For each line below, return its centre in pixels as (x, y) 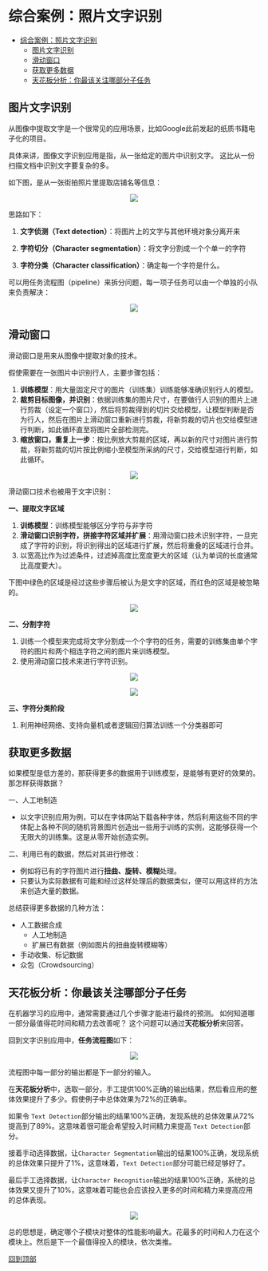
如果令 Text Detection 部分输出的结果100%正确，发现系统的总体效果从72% (132, 1116)
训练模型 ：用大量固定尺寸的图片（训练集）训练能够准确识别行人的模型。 (138, 389)
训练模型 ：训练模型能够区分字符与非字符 (86, 525)
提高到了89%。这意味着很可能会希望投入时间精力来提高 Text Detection (126, 1126)
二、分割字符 (29, 624)
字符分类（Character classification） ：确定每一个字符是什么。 (122, 265)
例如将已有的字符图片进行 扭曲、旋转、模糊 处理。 (100, 871)
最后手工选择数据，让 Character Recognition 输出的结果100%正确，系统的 (128, 1180)
